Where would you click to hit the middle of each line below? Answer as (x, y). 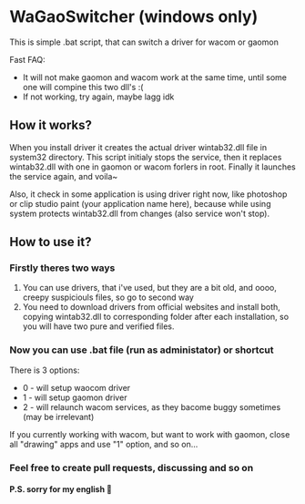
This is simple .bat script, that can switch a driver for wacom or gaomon (144, 42)
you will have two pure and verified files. (98, 326)
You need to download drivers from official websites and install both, (151, 307)
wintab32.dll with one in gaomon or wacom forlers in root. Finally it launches (152, 167)
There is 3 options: (45, 370)
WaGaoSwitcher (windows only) (134, 17)
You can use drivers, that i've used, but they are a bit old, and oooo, (150, 288)
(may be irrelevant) (58, 417)
